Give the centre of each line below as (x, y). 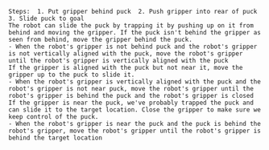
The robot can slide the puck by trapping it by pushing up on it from (131, 26)
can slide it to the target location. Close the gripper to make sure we (135, 110)
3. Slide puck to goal (46, 18)
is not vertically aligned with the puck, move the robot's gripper (126, 54)
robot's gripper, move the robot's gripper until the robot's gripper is (135, 131)
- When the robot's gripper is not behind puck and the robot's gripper (133, 47)
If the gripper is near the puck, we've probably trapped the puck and (131, 103)
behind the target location (56, 138)
